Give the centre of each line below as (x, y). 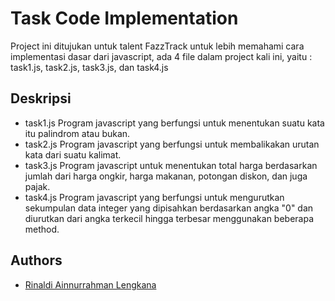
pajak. (37, 186)
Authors (36, 260)
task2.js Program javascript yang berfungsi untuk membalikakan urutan (172, 144)
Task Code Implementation (124, 18)
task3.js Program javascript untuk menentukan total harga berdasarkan (171, 165)
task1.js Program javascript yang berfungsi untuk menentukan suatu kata (174, 123)
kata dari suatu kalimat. (73, 154)
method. (42, 229)
